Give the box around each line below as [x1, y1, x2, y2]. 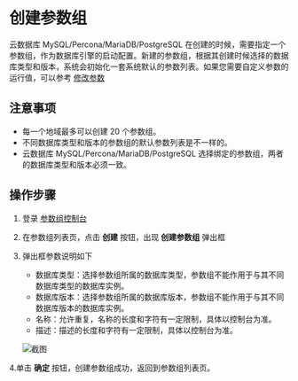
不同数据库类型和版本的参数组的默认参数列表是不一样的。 [21, 136, 232, 147]
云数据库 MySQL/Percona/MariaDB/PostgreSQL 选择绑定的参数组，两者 [21, 148, 284, 159]
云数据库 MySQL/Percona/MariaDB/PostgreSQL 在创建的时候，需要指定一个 [9, 39, 286, 50]
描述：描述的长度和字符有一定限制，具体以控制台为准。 [35, 324, 238, 335]
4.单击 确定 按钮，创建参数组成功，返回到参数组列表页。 [9, 362, 216, 373]
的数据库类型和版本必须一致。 [21, 159, 131, 169]
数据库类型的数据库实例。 [35, 280, 129, 291]
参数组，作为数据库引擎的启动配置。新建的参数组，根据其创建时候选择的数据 [9, 50, 289, 60]
